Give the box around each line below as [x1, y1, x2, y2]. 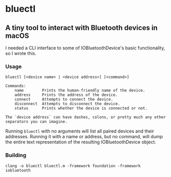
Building [5, 151, 27, 159]
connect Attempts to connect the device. [14, 97, 114, 102]
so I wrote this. [5, 50, 37, 56]
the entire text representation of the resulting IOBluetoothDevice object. [5, 139, 156, 145]
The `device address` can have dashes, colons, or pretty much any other [5, 115, 166, 120]
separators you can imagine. [5, 119, 68, 124]
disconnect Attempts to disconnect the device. [14, 102, 120, 107]
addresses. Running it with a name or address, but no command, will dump [5, 134, 163, 140]
